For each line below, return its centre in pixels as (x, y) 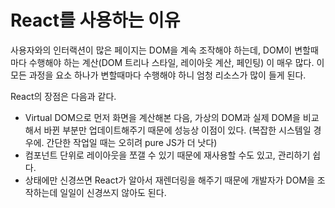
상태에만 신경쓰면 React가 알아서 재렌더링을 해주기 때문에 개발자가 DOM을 (169, 180)
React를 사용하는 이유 (95, 20)
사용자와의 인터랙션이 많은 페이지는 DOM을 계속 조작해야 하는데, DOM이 (151, 50)
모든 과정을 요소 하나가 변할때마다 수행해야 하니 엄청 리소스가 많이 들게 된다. (158, 75)
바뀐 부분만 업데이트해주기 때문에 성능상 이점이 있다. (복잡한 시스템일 (177, 130)
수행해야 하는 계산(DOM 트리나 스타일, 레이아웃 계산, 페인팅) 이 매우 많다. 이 (176, 62)
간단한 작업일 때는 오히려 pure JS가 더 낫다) (132, 142)
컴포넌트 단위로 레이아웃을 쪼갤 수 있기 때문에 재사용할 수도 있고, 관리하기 (167, 155)
